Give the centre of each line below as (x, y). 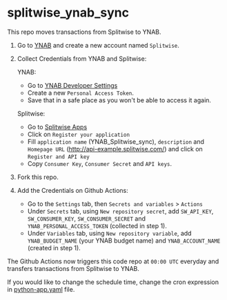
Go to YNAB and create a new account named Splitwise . (98, 45)
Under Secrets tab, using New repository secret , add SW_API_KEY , (120, 211)
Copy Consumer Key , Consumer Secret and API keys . (100, 163)
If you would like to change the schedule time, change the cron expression (113, 282)
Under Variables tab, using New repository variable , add (109, 233)
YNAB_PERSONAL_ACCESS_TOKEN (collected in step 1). (97, 225)
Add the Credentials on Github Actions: (73, 190)
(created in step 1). (54, 247)
